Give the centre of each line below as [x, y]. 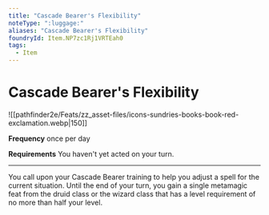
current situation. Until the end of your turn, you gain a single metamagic [128, 185]
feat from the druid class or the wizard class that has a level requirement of [132, 193]
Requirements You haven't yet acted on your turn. [91, 153]
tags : [17, 46]
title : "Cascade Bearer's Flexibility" [75, 16]
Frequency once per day [49, 138]
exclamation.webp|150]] [48, 123]
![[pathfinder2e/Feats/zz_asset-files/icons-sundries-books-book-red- [124, 114]
